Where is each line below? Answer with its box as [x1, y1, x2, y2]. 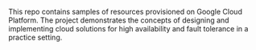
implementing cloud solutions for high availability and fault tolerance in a [8, 24, 249, 33]
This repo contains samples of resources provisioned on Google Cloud [8, 7, 243, 16]
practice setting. [8, 32, 63, 42]
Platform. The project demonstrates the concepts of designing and [8, 15, 229, 25]
